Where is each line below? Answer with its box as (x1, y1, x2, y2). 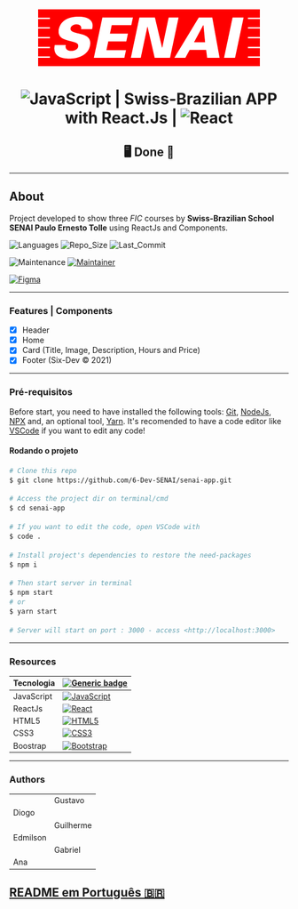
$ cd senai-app (9, 503, 66, 513)
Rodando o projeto (9, 446, 79, 456)
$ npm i (9, 560, 38, 569)
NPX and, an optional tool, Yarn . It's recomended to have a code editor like (9, 415, 282, 426)
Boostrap (12, 740, 47, 751)
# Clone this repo (9, 466, 77, 475)
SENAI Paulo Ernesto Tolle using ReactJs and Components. (9, 222, 229, 233)
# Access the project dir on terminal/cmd (9, 495, 169, 503)
